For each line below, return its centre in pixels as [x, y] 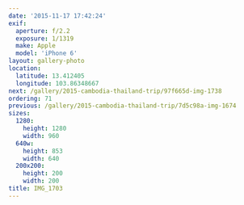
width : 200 [41, 181]
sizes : [19, 114]
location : [25, 69]
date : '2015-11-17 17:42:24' [57, 16]
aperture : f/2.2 [43, 31]
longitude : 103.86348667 [57, 83]
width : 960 [41, 136]
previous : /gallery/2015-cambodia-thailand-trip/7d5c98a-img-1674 [122, 106]
